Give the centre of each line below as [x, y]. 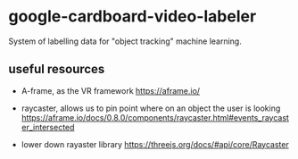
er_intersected [48, 127]
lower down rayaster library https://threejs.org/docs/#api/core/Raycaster [155, 144]
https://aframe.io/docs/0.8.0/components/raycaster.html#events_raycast [155, 117]
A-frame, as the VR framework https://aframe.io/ [111, 90]
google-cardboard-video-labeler [132, 17]
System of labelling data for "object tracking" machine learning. [125, 41]
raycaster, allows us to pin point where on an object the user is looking [151, 108]
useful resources [57, 69]
